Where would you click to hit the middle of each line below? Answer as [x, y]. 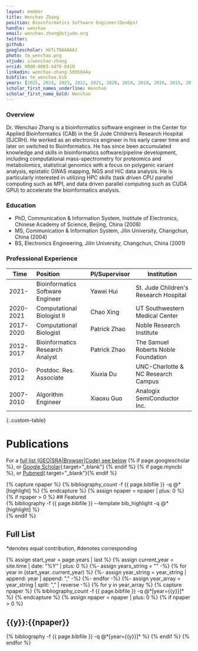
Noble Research [158, 325]
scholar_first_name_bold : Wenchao [49, 94]
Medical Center [157, 315]
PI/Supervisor [110, 274]
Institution [162, 274]
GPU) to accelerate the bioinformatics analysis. [63, 190]
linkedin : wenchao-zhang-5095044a [49, 72]
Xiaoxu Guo [106, 398]
